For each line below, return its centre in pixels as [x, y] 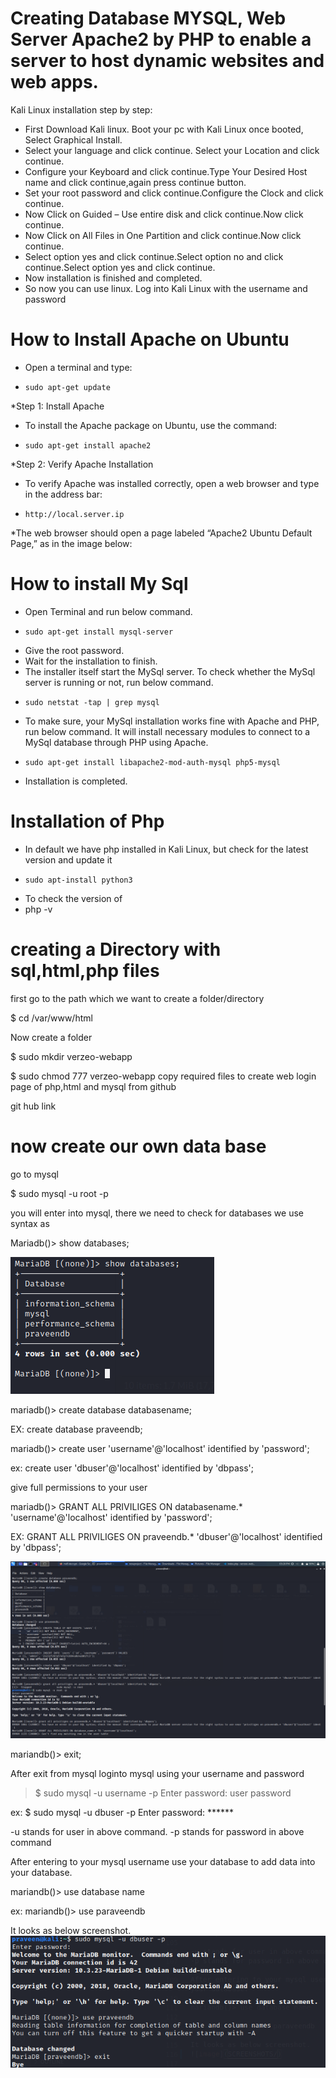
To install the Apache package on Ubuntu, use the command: [151, 425]
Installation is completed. [76, 781]
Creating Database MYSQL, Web [148, 18]
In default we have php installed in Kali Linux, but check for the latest [166, 849]
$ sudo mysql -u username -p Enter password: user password [163, 1793]
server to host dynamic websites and [167, 61]
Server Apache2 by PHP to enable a [161, 39]
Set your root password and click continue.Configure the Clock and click [174, 193]
